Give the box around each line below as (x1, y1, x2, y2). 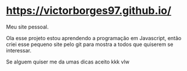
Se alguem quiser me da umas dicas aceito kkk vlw (6, 58, 130, 65)
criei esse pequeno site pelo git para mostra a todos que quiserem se (6, 41, 174, 48)
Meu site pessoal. (6, 23, 49, 30)
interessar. (6, 47, 32, 54)
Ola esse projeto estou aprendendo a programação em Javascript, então (6, 34, 182, 41)
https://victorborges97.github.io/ (6, 4, 172, 17)
